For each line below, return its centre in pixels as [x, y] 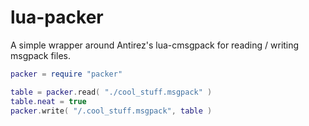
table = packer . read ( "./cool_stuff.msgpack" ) [111, 92]
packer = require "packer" [66, 74]
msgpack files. [40, 55]
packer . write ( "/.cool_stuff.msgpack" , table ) [111, 111]
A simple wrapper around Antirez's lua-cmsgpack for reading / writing [155, 45]
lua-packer [57, 17]
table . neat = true [48, 101]
